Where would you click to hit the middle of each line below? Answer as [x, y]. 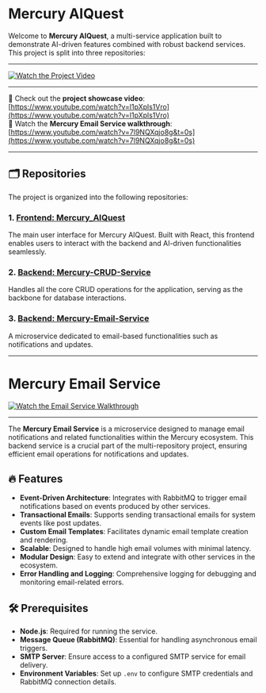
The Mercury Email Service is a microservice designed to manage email [127, 429]
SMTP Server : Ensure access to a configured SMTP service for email [133, 656]
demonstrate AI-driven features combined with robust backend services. [127, 44]
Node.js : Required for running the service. [89, 631]
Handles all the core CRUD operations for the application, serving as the [126, 290]
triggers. [34, 649]
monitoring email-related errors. [72, 582]
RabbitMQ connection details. [68, 682]
